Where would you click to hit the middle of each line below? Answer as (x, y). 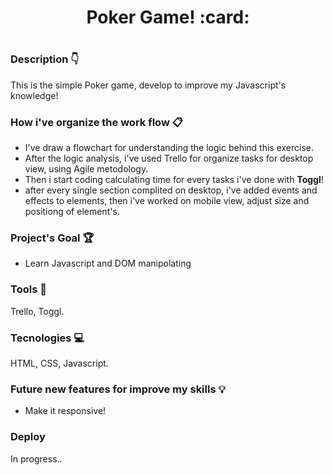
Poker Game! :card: (168, 17)
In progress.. (36, 458)
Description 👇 (45, 59)
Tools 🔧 (28, 289)
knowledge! (34, 95)
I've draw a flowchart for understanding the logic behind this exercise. (169, 148)
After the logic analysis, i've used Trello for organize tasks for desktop (169, 158)
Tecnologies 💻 (47, 338)
